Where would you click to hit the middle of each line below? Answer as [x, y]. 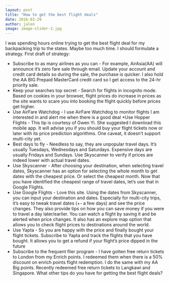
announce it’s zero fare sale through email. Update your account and [84, 69]
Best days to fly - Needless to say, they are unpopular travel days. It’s [84, 144]
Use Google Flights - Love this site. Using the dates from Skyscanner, [85, 193]
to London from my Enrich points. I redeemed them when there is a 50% [88, 257]
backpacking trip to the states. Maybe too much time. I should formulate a [82, 49]
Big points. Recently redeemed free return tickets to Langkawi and [81, 268]
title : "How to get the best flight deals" [52, 15]
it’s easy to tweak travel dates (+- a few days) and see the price [79, 203]
